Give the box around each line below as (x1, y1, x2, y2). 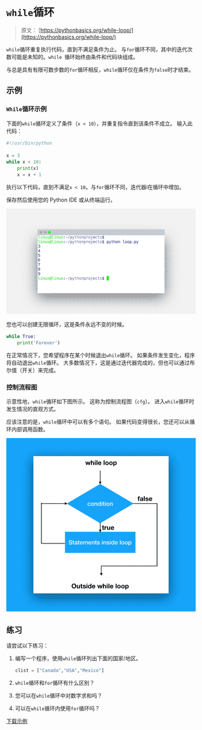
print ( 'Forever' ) (17, 340, 61, 346)
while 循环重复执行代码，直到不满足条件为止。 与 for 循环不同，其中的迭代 (6, 46, 188, 53)
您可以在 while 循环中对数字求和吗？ (14, 691, 103, 699)
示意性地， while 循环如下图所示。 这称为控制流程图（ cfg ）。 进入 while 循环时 (6, 398, 194, 405)
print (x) (17, 165, 39, 172)
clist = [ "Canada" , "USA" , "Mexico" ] (14, 667, 105, 674)
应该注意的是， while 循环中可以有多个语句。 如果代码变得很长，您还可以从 (6, 418, 190, 425)
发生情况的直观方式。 (6, 406, 59, 413)
